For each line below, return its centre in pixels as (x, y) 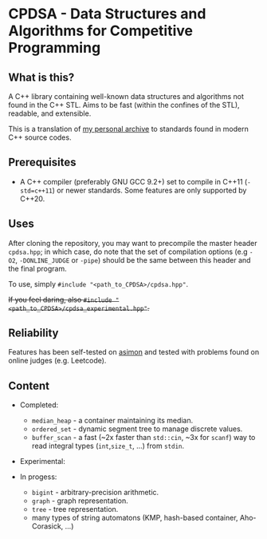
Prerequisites (42, 162)
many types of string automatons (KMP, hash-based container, (135, 518)
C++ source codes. (40, 137)
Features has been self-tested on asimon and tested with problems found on (134, 352)
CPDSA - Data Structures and (107, 14)
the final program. (38, 268)
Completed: (39, 405)
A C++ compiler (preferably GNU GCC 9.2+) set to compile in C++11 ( (133, 181)
